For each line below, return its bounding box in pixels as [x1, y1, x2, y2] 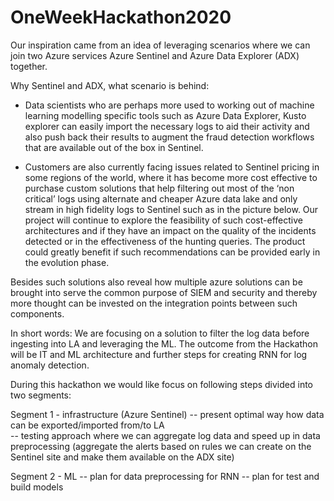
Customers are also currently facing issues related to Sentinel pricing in [24, 161, 320, 173]
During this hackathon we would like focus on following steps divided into [10, 378, 313, 390]
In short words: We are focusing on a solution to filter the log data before [10, 327, 310, 339]
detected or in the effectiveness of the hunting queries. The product [24, 235, 306, 247]
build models [10, 481, 64, 493]
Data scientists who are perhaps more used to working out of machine [24, 99, 315, 111]
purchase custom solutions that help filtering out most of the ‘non [24, 182, 295, 194]
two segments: [10, 389, 72, 401]
